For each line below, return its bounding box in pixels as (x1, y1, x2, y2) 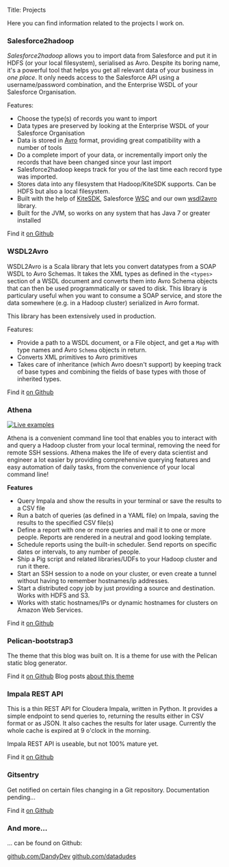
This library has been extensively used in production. (7, 311, 157, 320)
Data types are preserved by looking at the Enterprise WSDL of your (16, 122, 209, 130)
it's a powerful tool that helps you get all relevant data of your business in (7, 66, 214, 75)
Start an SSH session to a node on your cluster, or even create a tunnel (16, 569, 217, 578)
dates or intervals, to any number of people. (16, 547, 141, 556)
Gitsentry (7, 770, 40, 779)
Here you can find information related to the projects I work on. (7, 19, 185, 27)
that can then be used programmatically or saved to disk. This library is (7, 284, 207, 292)
